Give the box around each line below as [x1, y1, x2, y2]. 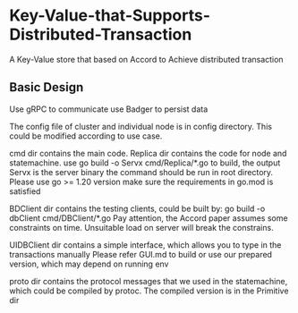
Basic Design [9, 80, 84, 95]
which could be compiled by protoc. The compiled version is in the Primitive [9, 285, 289, 296]
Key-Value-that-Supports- [9, 5, 211, 26]
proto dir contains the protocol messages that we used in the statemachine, [9, 275, 288, 286]
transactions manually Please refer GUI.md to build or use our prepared [9, 249, 273, 259]
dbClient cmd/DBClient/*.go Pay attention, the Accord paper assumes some [9, 212, 288, 224]
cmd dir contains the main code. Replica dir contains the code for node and [9, 148, 287, 158]
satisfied [9, 185, 41, 197]
